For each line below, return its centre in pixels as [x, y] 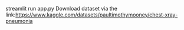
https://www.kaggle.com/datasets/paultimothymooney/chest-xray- [96, 15]
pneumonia [19, 21]
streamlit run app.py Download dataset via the [61, 9]
